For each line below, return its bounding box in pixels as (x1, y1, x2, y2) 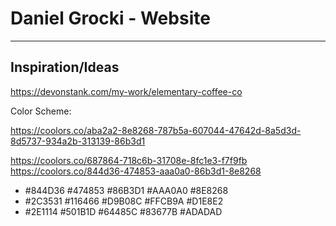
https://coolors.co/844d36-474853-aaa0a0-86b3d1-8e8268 (10, 165, 262, 177)
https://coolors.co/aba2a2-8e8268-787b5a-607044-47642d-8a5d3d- (10, 124, 302, 136)
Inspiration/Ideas (10, 59, 120, 76)
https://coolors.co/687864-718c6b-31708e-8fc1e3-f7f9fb (10, 154, 248, 166)
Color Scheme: (10, 105, 72, 117)
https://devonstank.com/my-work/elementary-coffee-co (10, 85, 243, 97)
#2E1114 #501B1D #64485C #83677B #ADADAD (24, 205, 223, 217)
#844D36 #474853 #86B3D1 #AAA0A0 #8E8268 (24, 184, 229, 196)
